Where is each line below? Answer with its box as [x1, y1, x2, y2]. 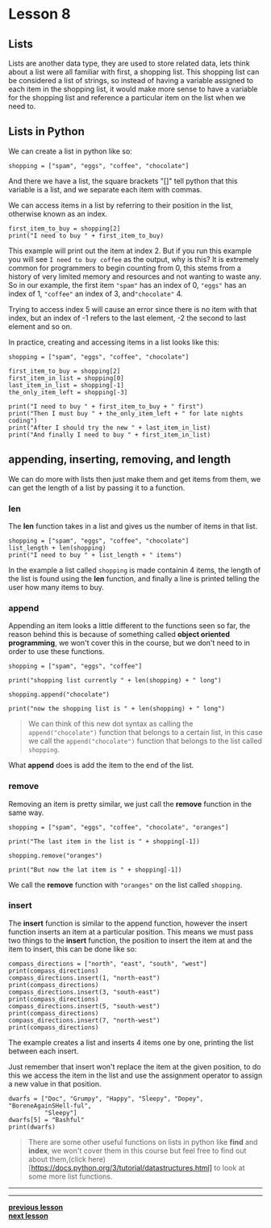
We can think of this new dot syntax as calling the [27, 719, 194, 728]
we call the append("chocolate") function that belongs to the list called [27, 736, 262, 746]
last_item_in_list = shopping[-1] [8, 381, 125, 389]
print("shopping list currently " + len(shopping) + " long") [8, 677, 222, 685]
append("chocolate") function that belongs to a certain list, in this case [27, 728, 263, 737]
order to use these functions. [8, 647, 105, 656]
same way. [8, 808, 44, 817]
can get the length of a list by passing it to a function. [8, 483, 186, 492]
